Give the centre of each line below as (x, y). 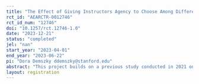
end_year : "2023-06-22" (36, 56)
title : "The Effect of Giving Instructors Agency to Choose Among (90, 12)
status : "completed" (32, 39)
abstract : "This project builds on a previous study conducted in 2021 (96, 67)
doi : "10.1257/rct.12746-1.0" (44, 28)
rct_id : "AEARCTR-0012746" (39, 17)
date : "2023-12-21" (30, 34)
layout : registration (33, 72)
